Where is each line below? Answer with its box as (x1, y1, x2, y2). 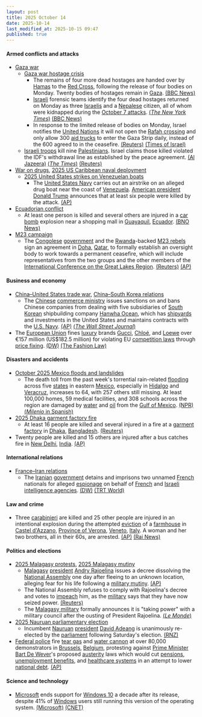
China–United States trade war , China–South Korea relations (14, 290, 164, 297)
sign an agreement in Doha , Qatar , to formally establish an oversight (24, 243, 193, 251)
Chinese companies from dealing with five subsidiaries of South (24, 303, 183, 311)
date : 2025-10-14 (6, 20, 50, 26)
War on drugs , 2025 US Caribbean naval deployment (14, 167, 147, 174)
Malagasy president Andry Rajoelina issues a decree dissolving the (24, 567, 191, 574)
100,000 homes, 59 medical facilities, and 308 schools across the (24, 395, 188, 402)
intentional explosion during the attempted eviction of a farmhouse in (14, 520, 187, 527)
